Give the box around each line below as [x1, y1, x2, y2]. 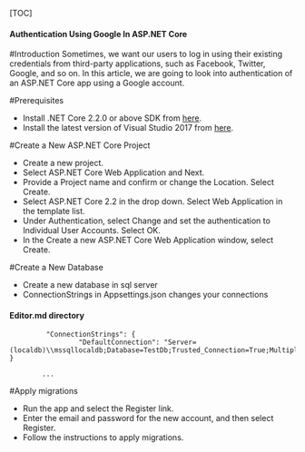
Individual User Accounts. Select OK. [22, 225, 162, 236]
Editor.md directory [9, 310, 84, 320]
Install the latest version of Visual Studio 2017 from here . [22, 123, 234, 133]
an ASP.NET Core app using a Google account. [9, 77, 185, 89]
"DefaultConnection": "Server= [78, 338, 197, 348]
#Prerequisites [9, 95, 64, 106]
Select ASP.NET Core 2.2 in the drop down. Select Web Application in [22, 196, 283, 207]
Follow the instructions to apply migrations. [22, 432, 184, 443]
